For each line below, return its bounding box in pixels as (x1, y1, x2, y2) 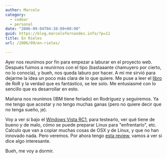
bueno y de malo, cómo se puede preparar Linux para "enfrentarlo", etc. (5, 121, 157, 128)
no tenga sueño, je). (5, 106, 47, 112)
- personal (10, 21, 33, 27)
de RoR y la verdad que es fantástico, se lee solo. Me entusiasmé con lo (5, 80, 156, 86)
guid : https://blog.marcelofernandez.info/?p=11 (5, 31, 110, 36)
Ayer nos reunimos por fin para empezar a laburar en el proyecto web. (5, 59, 153, 65)
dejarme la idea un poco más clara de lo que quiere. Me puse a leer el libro (5, 75, 162, 81)
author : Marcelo (5, 7, 40, 13)
